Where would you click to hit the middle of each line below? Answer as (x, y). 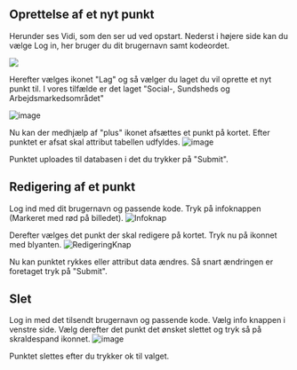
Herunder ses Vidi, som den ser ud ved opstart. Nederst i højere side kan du (149, 35)
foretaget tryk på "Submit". (59, 271)
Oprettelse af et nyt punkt (82, 15)
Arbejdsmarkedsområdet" (56, 98)
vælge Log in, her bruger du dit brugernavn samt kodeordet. (119, 45)
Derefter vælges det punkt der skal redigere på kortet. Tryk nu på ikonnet (143, 235)
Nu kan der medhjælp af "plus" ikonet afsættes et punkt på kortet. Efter (140, 132)
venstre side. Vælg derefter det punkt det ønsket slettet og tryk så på (136, 330)
